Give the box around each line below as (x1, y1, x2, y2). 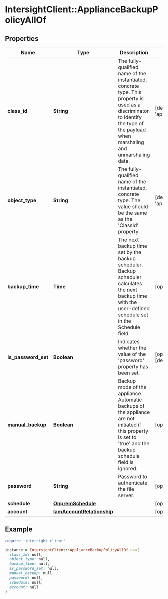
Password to (118, 473, 147, 480)
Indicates (118, 338, 140, 345)
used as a (118, 101, 141, 108)
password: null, (9, 575, 43, 580)
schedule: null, (9, 580, 43, 585)
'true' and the (118, 440, 150, 447)
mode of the (118, 384, 147, 391)
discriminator (118, 108, 149, 114)
